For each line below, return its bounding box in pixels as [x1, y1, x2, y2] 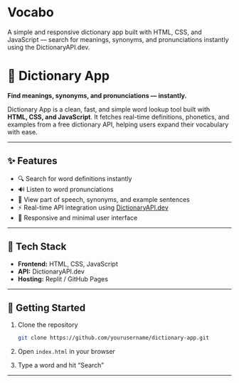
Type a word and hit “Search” [17, 361, 105, 369]
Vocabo [7, 4, 55, 21]
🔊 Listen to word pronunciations [17, 185, 114, 193]
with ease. [7, 127, 38, 136]
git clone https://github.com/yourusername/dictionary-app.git [17, 335, 210, 342]
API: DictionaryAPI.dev [17, 267, 85, 276]
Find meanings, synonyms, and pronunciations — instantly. [7, 91, 187, 99]
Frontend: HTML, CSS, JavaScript [17, 259, 119, 268]
